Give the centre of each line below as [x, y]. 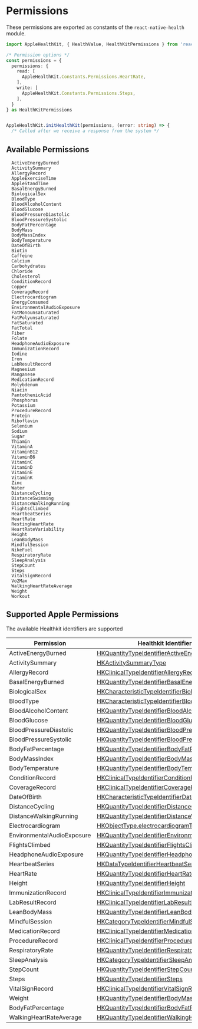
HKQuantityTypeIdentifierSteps [139, 979]
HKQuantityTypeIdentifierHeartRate [146, 873]
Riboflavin [25, 421]
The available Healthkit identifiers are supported [65, 629]
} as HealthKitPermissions [39, 110]
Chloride [22, 271]
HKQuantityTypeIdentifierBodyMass [146, 998]
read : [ [26, 71]
